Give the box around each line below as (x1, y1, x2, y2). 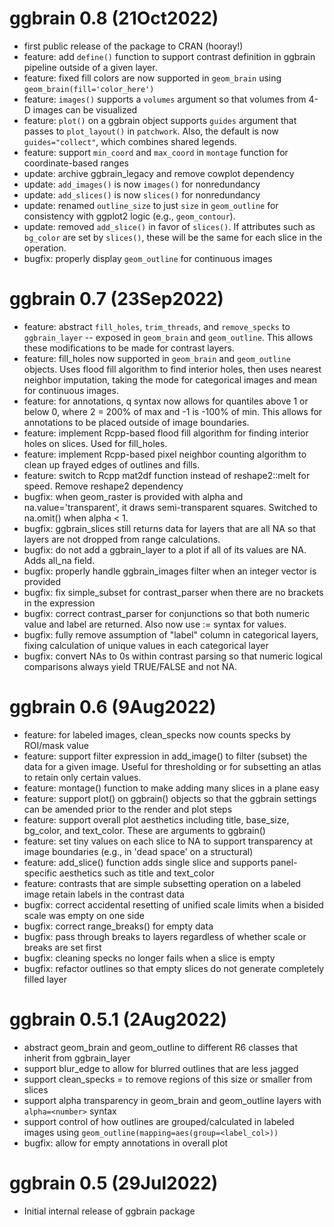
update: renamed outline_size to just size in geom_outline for (23, 199, 279, 211)
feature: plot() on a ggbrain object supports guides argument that (23, 114, 297, 126)
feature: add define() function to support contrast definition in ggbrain (23, 50, 316, 62)
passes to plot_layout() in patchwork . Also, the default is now (23, 125, 279, 137)
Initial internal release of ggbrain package (23, 1205, 196, 1217)
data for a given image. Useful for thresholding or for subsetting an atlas (23, 760, 322, 772)
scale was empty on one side (23, 909, 145, 921)
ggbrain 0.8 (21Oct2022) (9, 7, 219, 30)
